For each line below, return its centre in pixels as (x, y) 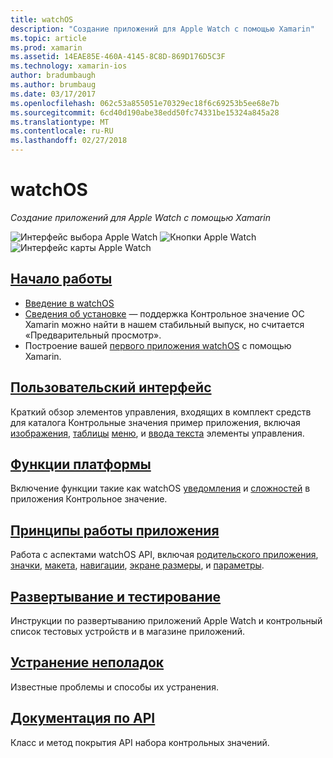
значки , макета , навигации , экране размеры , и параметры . (137, 565)
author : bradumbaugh (53, 76)
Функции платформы (81, 464)
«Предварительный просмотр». (93, 335)
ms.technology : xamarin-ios (69, 66)
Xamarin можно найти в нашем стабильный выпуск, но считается (164, 324)
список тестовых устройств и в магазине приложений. (127, 631)
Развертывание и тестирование (116, 596)
